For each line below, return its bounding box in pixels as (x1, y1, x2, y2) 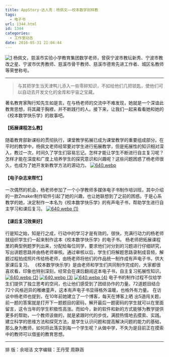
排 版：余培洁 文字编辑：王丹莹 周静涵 (5, 346, 84, 353)
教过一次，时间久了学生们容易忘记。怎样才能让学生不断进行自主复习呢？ (14, 149, 164, 155)
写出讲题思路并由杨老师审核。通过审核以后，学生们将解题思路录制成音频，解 (5, 249, 164, 255)
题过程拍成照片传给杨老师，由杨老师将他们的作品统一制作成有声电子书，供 (5, 256, 159, 262)
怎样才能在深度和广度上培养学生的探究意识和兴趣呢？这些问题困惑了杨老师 (5, 156, 159, 162)
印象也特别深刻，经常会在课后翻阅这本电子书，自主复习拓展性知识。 (22, 268, 164, 274)
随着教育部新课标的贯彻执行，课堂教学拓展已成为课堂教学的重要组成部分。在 (5, 137, 164, 143)
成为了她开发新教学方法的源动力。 (18, 162, 89, 168)
